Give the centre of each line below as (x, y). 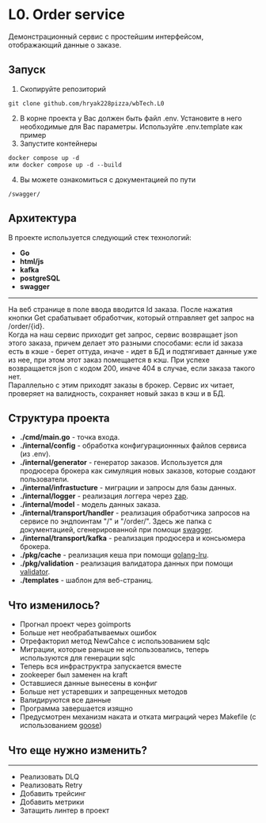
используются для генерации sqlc (78, 658)
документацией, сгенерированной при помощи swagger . (116, 530)
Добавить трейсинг (53, 793)
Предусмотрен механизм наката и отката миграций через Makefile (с (138, 717)
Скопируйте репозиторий (63, 89)
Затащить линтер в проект (65, 810)
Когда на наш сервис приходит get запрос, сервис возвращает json (123, 334)
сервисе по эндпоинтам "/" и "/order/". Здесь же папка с (116, 521)
